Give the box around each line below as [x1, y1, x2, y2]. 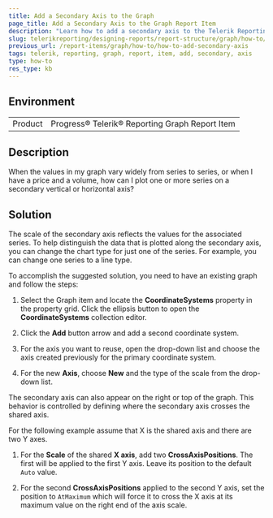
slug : [8, 34, 27, 43]
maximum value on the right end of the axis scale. [19, 500, 188, 510]
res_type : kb [8, 65, 53, 73]
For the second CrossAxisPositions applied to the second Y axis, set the [19, 483, 265, 493]
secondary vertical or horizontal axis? [8, 184, 135, 194]
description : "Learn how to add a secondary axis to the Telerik [8, 27, 234, 35]
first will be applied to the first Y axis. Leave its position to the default [19, 459, 252, 468]
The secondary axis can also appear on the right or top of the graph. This [8, 393, 254, 403]
